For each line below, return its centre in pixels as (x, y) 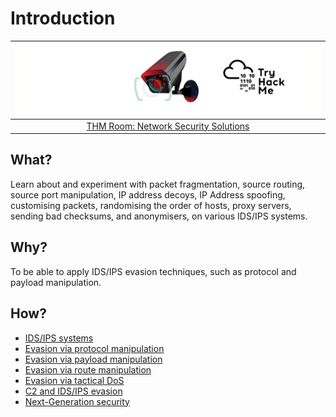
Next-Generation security (77, 401)
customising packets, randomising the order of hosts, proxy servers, (151, 205)
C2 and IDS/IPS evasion (73, 391)
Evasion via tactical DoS (74, 380)
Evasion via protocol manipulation (94, 348)
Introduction (63, 18)
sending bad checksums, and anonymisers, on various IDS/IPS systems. (159, 216)
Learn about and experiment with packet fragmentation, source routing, (158, 184)
